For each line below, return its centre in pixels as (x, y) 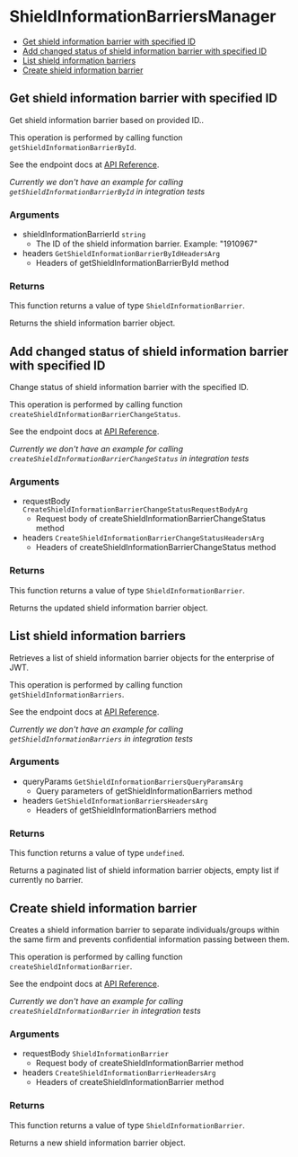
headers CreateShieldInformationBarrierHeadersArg (119, 1072)
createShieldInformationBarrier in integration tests (105, 1010)
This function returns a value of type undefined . (97, 853)
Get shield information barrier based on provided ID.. (107, 120)
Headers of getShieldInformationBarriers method (126, 810)
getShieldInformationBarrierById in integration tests (107, 191)
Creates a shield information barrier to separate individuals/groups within (145, 930)
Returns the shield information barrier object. (92, 323)
